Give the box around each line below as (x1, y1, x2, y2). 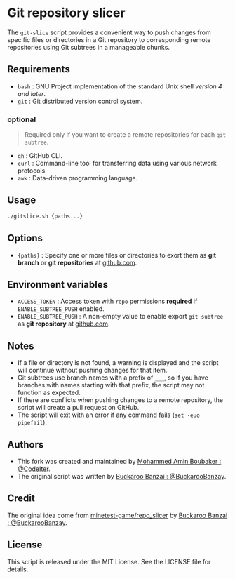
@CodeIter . (17, 465, 51, 473)
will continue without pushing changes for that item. (17, 366, 168, 375)
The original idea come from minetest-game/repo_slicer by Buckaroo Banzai (7, 511, 228, 519)
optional (7, 114, 36, 124)
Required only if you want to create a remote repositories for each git (24, 131, 227, 139)
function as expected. (17, 388, 81, 397)
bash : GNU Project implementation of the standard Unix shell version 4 (17, 82, 222, 91)
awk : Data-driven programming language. (17, 174, 138, 182)
